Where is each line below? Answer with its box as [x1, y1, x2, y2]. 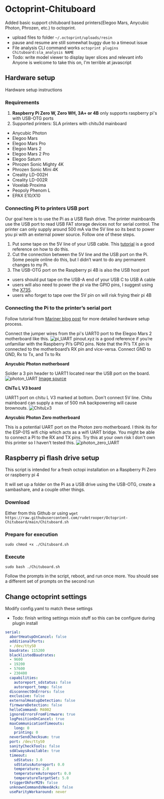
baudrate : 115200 [9, 648, 45, 653]
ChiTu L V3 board [5, 385, 42, 391]
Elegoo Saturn [12, 156, 41, 162]
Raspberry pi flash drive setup [5, 454, 99, 462]
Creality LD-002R [12, 177, 48, 183]
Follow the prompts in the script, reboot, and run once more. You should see [5, 573, 159, 579]
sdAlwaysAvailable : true [9, 748, 60, 753]
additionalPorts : [9, 639, 45, 644]
